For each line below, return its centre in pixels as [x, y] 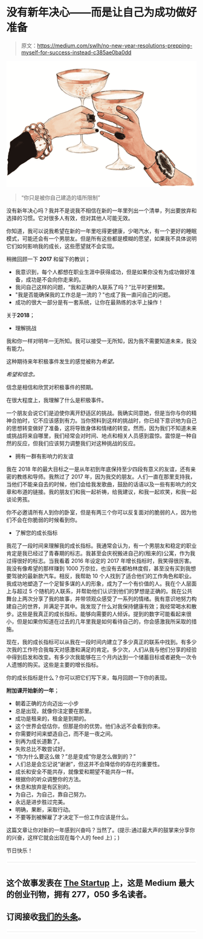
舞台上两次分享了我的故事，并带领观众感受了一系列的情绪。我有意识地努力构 [101, 599]
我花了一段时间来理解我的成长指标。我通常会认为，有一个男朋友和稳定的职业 [101, 545]
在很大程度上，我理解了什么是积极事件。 [56, 400]
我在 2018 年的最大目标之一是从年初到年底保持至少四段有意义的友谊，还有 [98, 469]
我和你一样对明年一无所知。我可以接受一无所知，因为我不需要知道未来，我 [99, 341]
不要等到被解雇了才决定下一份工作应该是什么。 [73, 817]
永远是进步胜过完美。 [41, 802]
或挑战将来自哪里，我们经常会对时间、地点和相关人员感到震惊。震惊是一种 [99, 436]
